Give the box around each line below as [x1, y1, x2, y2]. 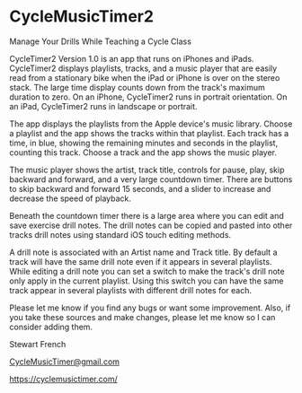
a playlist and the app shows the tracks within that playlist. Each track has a [9, 127, 289, 138]
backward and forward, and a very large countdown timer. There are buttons [9, 173, 293, 185]
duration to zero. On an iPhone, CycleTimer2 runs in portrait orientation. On [9, 92, 288, 102]
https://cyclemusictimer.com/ [9, 373, 119, 384]
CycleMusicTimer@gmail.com [9, 356, 120, 367]
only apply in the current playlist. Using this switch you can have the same [9, 275, 284, 286]
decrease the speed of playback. [9, 193, 132, 204]
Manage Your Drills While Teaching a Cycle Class [9, 36, 191, 47]
